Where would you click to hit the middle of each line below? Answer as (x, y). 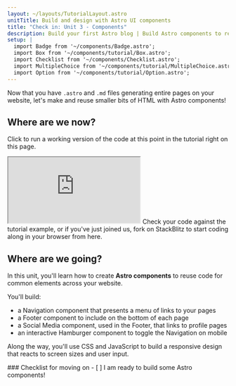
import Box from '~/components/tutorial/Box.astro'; (92, 53)
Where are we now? (52, 122)
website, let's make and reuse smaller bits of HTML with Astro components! (117, 100)
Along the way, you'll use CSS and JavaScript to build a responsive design (115, 347)
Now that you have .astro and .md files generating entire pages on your (111, 93)
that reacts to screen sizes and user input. (68, 354)
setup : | (20, 40)
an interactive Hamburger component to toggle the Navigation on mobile (122, 333)
